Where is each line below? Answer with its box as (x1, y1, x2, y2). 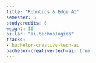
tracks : (6, 37, 26, 43)
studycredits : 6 (6, 20, 47, 26)
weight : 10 (6, 25, 34, 32)
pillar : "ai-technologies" (6, 31, 74, 37)
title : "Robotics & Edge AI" (6, 8, 80, 15)
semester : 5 (6, 14, 36, 20)
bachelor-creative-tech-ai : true (6, 48, 91, 54)
